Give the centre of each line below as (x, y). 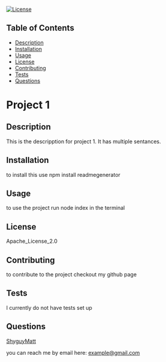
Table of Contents (40, 28)
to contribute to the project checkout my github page (71, 274)
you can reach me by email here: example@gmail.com (73, 352)
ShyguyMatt (21, 341)
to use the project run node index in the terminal (66, 208)
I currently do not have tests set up (49, 307)
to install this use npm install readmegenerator (64, 174)
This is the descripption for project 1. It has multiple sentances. (84, 141)
